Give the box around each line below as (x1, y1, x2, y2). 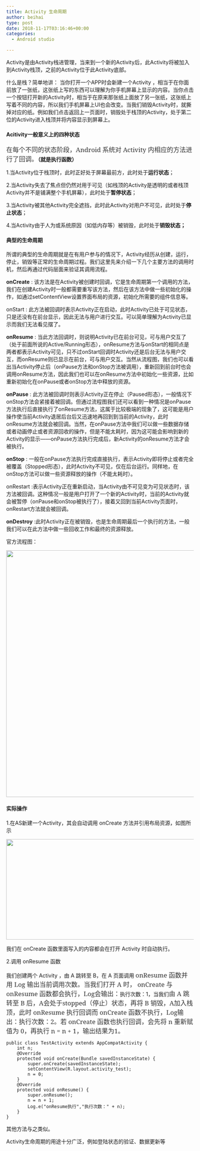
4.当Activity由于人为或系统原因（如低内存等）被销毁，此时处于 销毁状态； (6, 222, 186, 229)
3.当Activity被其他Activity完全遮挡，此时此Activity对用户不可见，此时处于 (6, 202, 186, 209)
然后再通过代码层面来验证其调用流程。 (16, 266, 111, 273)
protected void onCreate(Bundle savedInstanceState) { (17, 1055, 156, 1062)
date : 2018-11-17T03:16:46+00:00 (6, 25, 89, 32)
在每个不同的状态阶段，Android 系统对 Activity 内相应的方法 (6, 145, 186, 155)
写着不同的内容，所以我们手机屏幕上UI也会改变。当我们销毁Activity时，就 (6, 101, 186, 108)
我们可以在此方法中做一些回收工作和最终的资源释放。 (6, 525, 137, 533)
